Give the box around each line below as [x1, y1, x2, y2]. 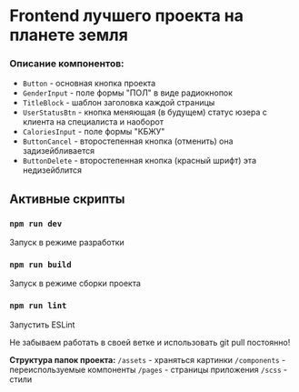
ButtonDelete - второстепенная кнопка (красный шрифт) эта [22, 156, 257, 166]
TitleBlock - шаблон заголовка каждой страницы [22, 97, 215, 108]
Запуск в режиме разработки [9, 237, 125, 248]
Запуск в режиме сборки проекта [9, 278, 141, 289]
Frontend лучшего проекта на [9, 5, 244, 26]
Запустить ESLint [9, 319, 75, 330]
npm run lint [9, 301, 67, 311]
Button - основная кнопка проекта [22, 78, 156, 89]
